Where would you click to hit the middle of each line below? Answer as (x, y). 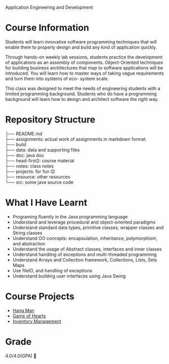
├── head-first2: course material (40, 160)
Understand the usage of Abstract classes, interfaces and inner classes (87, 249)
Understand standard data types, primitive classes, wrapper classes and (88, 227)
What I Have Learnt (46, 203)
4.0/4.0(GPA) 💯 (21, 356)
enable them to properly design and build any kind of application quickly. (81, 47)
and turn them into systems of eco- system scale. (57, 79)
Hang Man (23, 310)
